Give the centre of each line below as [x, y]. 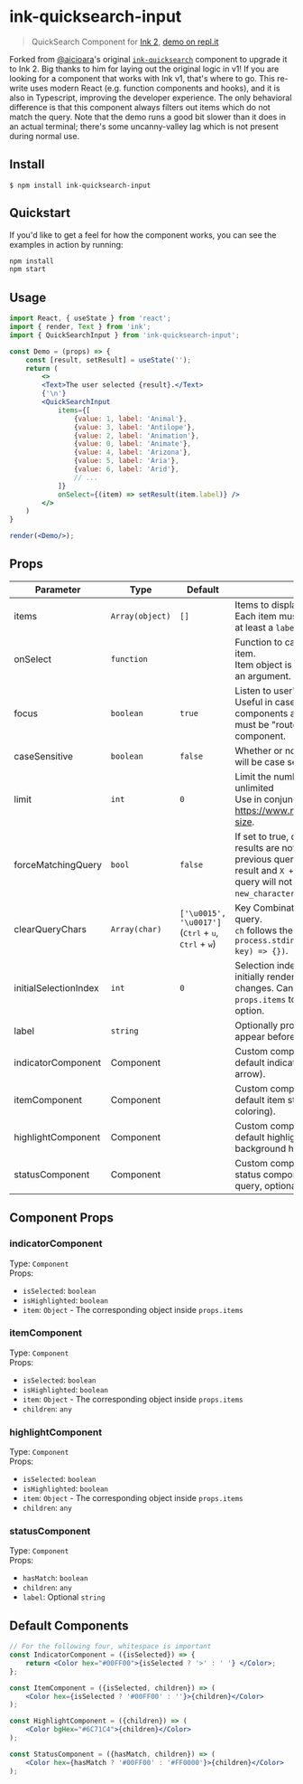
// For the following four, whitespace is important [110, 1647]
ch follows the [264, 930]
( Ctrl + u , [199, 932]
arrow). [250, 1073]
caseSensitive [44, 756]
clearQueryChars [50, 929]
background [261, 1148]
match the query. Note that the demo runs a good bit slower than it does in [148, 117]
